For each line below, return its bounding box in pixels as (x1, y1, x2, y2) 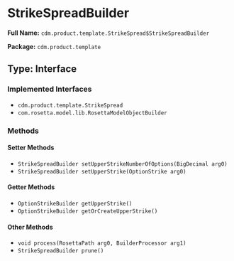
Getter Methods (7, 183, 55, 191)
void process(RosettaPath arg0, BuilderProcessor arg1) (17, 240, 186, 247)
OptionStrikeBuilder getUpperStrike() (17, 200, 133, 207)
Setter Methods (7, 144, 55, 152)
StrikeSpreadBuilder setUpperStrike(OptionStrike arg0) (17, 168, 186, 175)
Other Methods (7, 223, 53, 231)
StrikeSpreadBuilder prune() (17, 247, 104, 255)
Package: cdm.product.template (7, 42, 101, 50)
